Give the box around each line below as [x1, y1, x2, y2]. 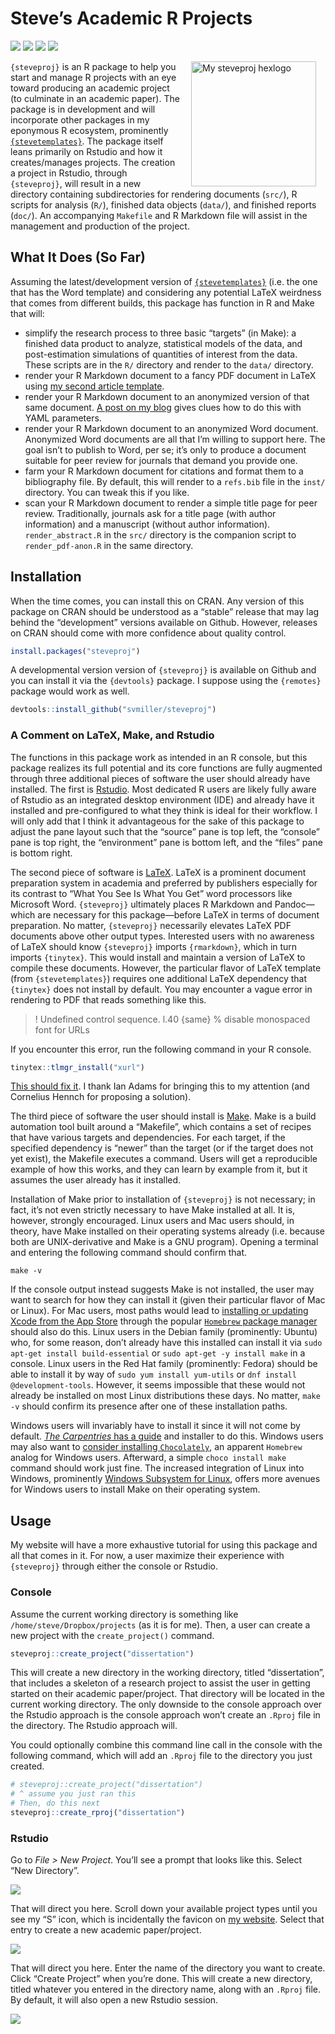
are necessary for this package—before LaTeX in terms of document [37, 908, 320, 921]
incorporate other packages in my [10, 113, 150, 126]
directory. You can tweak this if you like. [24, 486, 190, 498]
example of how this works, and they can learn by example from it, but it [10, 1163, 308, 1176]
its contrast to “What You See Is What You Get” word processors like [10, 887, 293, 899]
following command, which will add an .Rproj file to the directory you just [10, 1750, 313, 1762]
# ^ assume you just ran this [10, 1789, 137, 1799]
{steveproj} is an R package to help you [10, 60, 177, 72]
